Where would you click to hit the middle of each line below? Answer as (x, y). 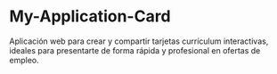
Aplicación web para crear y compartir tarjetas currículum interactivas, (139, 41)
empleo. (24, 60)
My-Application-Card (90, 16)
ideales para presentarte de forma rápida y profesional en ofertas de (135, 50)
